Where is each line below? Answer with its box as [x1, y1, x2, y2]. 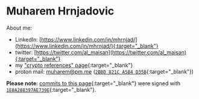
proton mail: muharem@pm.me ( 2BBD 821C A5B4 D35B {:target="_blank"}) [14, 68, 194, 75]
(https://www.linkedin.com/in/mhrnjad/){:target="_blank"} [14, 42, 159, 49]
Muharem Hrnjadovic [6, 4, 115, 18]
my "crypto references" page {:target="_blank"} [14, 62, 133, 69]
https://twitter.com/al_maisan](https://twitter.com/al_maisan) [36, 48, 187, 56]
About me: [6, 24, 32, 31]
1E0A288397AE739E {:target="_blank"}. [6, 86, 96, 93]
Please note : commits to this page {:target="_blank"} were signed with [6, 80, 181, 87]
